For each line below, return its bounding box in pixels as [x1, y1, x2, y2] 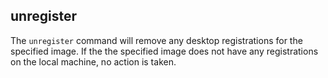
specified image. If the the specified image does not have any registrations [10, 45, 319, 57]
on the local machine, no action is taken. [10, 55, 177, 68]
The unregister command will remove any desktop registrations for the [10, 34, 303, 46]
